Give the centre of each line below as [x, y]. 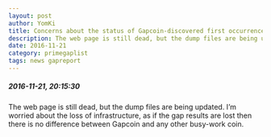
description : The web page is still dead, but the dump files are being [133, 38]
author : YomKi [32, 23]
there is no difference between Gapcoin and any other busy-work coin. [126, 124]
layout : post [30, 16]
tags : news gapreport [45, 61]
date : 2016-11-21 [38, 46]
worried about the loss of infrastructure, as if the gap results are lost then [130, 115]
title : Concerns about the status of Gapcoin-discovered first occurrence [137, 31]
